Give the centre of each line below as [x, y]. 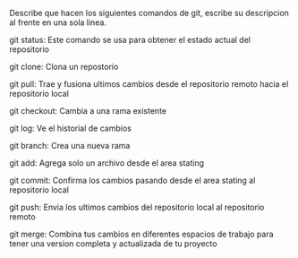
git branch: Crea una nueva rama [70, 146]
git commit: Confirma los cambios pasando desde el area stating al [132, 180]
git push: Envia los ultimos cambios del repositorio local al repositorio [137, 207]
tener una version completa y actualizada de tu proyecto [113, 244]
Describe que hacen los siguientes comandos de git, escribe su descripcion [149, 13]
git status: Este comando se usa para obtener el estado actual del [130, 40]
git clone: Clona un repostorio [64, 67]
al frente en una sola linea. [58, 22]
